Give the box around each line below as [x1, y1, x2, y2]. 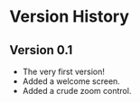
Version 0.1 [9, 42, 73, 58]
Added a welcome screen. [22, 76, 120, 87]
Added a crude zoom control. [22, 86, 132, 96]
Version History [9, 6, 129, 27]
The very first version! [22, 66, 106, 77]
